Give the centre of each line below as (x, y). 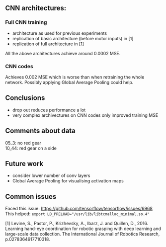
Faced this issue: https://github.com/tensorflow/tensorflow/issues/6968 (79, 209)
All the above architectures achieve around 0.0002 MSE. (63, 53)
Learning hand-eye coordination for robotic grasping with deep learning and (83, 229)
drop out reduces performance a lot (49, 110)
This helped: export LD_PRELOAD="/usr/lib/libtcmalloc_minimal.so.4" (78, 214)
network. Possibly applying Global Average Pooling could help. (69, 82)
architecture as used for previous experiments (60, 33)
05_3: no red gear (23, 143)
